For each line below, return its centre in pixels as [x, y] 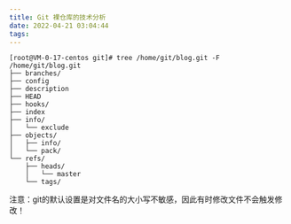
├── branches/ [35, 73]
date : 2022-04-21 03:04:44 [59, 26]
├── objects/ [33, 135]
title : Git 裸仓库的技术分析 [58, 17]
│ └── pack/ [35, 151]
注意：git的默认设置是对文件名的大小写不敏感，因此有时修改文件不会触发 [142, 199]
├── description [39, 89]
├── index [28, 112]
